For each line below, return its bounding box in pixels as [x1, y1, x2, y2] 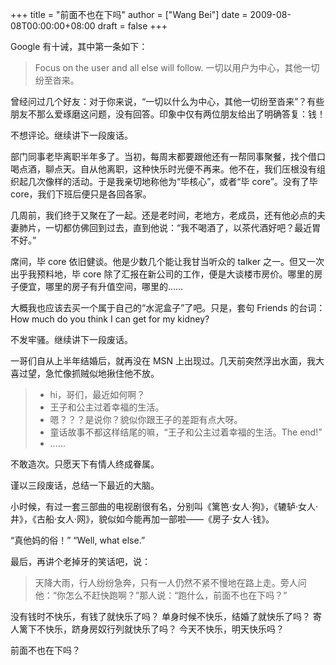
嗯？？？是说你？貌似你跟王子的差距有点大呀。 [49, 414, 243, 425]
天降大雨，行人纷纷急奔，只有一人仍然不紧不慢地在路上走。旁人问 [34, 577, 307, 588]
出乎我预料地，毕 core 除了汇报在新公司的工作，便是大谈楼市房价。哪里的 [10, 268, 315, 280]
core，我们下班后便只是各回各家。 [10, 188, 152, 200]
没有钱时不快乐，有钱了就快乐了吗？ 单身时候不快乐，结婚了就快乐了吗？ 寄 [10, 611, 322, 622]
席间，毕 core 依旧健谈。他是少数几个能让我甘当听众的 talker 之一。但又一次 [10, 256, 325, 267]
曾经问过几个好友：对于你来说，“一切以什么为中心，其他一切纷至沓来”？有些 [10, 96, 325, 107]
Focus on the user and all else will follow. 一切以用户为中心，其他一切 [34, 62, 320, 73]
